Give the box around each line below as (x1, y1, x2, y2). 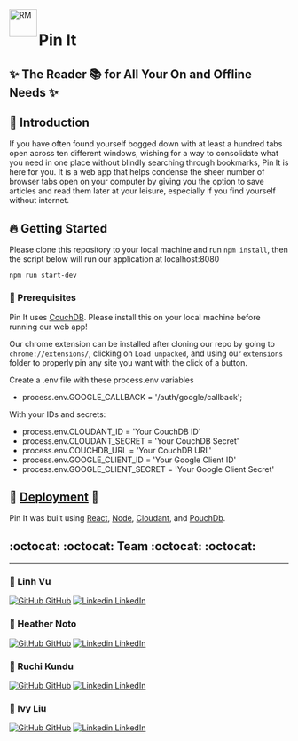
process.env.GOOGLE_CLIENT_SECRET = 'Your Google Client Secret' (21, 463, 275, 474)
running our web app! (9, 321, 89, 332)
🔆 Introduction (9, 114, 90, 130)
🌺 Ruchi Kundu (9, 660, 74, 673)
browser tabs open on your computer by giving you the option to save (9, 177, 264, 187)
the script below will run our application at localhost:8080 (9, 254, 220, 264)
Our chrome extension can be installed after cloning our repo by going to (9, 338, 275, 349)
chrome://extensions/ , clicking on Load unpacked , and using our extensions (9, 348, 284, 359)
